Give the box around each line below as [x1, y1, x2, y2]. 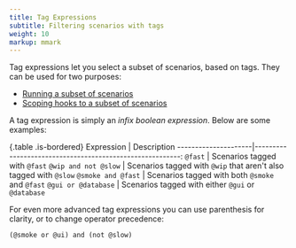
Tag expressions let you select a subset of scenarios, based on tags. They [9, 62, 281, 73]
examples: [9, 125, 47, 136]
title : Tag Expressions [9, 12, 97, 22]
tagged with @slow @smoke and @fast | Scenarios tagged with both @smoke [9, 170, 275, 181]
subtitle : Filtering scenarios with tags [9, 21, 165, 30]
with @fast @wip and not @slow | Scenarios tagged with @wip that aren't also [9, 160, 284, 171]
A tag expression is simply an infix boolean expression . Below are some [9, 115, 271, 126]
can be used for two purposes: [9, 72, 122, 82]
